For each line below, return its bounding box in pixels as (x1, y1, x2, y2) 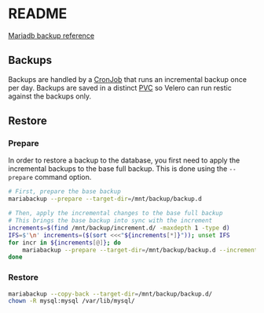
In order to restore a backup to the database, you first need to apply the (8, 155, 240, 166)
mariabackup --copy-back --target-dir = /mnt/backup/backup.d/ (8, 289, 213, 298)
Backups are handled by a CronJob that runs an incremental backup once (8, 74, 247, 84)
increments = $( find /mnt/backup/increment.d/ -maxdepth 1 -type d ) (8, 224, 230, 232)
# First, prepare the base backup (8, 188, 122, 196)
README (8, 5, 68, 23)
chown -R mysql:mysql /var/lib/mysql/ (8, 297, 135, 305)
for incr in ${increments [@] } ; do (8, 238, 122, 247)
